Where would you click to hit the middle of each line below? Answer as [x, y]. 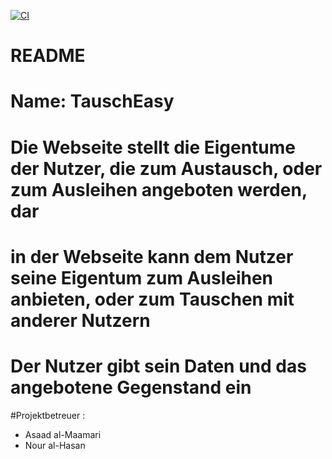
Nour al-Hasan [55, 445]
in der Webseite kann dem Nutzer [152, 256]
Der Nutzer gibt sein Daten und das [158, 366]
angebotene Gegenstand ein [131, 387]
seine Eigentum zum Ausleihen [142, 277]
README [48, 56]
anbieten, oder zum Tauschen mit [152, 299]
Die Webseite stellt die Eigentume [153, 147]
